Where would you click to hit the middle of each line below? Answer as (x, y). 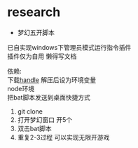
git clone (30, 111)
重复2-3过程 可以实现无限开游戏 (63, 137)
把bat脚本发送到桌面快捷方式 (49, 97)
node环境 (21, 88)
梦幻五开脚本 (36, 32)
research (34, 12)
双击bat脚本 (34, 128)
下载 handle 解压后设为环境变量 (52, 80)
